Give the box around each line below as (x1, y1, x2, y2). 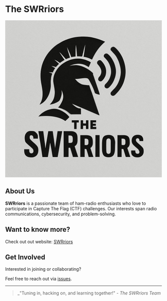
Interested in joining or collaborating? (5, 266, 82, 272)
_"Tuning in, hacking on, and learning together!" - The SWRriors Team (17, 290, 161, 296)
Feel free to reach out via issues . (5, 276, 72, 282)
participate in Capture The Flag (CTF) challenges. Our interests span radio (5, 205, 157, 211)
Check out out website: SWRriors (5, 238, 73, 245)
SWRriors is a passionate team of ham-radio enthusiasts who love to (5, 200, 146, 206)
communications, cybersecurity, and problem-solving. (5, 211, 116, 217)
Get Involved (5, 253, 46, 261)
